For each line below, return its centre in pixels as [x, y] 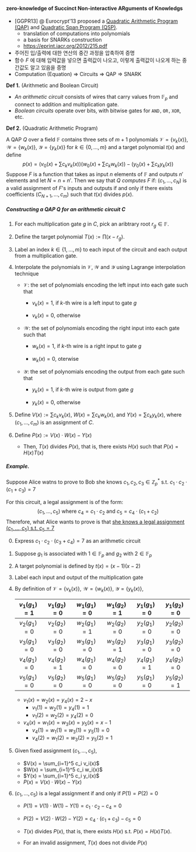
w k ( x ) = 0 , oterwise [55, 359]
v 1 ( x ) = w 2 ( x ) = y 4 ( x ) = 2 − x [58, 701]
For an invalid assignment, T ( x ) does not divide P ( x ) [85, 843]
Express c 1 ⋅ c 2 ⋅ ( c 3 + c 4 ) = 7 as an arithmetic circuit [78, 541]
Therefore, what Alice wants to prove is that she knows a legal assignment [95, 522]
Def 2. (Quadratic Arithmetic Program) [52, 128]
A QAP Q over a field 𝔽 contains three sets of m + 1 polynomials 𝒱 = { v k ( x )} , [97, 140]
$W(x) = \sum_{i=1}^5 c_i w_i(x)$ [63, 770]
